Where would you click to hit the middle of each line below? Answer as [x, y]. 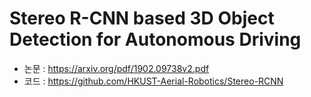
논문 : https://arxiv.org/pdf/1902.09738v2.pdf [116, 68]
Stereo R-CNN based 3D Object [142, 18]
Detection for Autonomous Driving [155, 39]
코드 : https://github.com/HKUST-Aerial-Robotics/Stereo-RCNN [153, 81]
